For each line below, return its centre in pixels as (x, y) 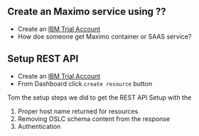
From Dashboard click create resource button (85, 83)
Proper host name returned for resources (78, 111)
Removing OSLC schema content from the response (94, 119)
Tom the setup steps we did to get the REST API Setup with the (99, 97)
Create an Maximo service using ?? (87, 12)
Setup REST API (43, 59)
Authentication (39, 126)
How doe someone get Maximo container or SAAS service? (104, 36)
